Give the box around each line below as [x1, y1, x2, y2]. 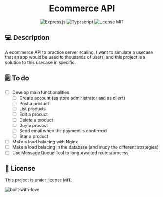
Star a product [19, 133, 49, 139]
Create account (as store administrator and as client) [19, 95, 126, 101]
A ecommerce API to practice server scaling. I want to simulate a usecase [5, 49, 153, 55]
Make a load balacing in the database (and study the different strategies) [12, 144, 159, 150]
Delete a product [19, 117, 54, 123]
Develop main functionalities [12, 90, 70, 95]
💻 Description [5, 34, 50, 42]
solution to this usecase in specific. [5, 59, 76, 65]
